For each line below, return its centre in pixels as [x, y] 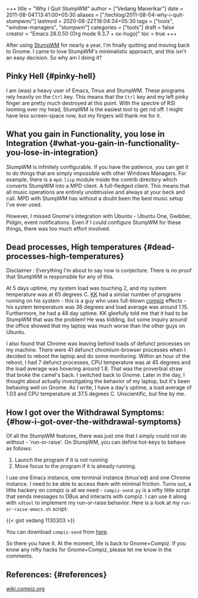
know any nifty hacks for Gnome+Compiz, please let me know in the [89, 550]
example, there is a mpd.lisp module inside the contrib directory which [92, 179]
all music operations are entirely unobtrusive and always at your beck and [96, 192]
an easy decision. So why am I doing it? [54, 58]
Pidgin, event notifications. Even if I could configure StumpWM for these [94, 222]
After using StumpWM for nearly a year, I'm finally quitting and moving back [98, 45]
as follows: [19, 448]
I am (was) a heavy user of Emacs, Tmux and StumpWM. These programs [95, 90]
